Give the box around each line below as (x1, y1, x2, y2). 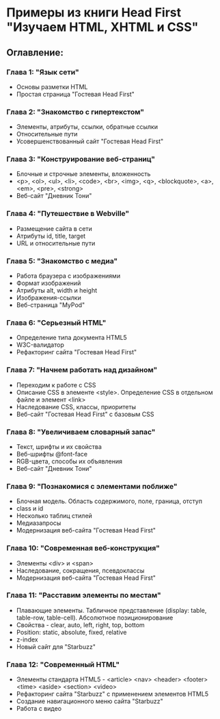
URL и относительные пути (16, 239, 96, 247)
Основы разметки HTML (16, 82, 88, 90)
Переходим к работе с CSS (16, 380, 96, 389)
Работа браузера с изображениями (16, 272, 121, 280)
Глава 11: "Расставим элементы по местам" (6, 591, 161, 600)
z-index (16, 635, 38, 644)
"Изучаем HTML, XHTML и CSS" (6, 19, 199, 35)
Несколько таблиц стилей (16, 512, 93, 520)
